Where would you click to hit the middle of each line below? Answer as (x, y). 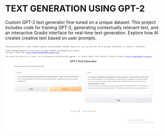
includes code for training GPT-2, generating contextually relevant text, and (82, 27)
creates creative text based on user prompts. (51, 38)
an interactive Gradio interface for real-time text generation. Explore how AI (82, 33)
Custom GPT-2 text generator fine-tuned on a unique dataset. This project (81, 22)
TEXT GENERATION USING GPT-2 (75, 9)
